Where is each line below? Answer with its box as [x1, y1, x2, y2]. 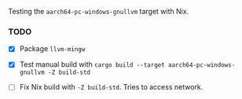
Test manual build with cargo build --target [19, 60, 165, 69]
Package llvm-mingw [19, 44, 86, 53]
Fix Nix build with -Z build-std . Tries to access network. [19, 82, 203, 92]
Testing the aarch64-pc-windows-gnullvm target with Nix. [8, 7, 189, 16]
